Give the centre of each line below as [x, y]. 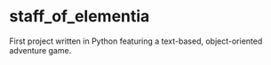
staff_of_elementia [80, 16]
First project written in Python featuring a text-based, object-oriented [136, 41]
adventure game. [40, 50]
